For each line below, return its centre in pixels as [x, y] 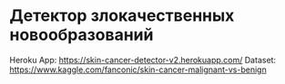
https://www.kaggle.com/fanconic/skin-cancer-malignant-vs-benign [138, 70]
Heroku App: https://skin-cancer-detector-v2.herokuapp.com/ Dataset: [142, 60]
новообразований [81, 35]
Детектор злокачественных [122, 16]
